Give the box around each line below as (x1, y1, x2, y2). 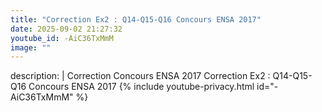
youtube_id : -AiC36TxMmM (10, 33, 114, 43)
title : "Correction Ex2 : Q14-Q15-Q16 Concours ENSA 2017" (10, 14, 262, 25)
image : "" (10, 42, 52, 53)
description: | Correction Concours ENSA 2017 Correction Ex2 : (10, 70, 271, 82)
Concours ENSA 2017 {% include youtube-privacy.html (28, 81, 255, 93)
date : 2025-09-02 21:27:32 (10, 24, 123, 34)
